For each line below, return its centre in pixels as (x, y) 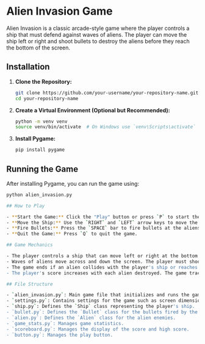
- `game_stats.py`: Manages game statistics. (65, 323)
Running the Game (42, 169)
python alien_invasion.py (39, 195)
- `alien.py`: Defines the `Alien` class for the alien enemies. (91, 318)
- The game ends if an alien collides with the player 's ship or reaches (102, 267)
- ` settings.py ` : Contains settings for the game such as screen (91, 301)
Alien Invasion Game (59, 11)
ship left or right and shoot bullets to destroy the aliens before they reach (98, 41)
